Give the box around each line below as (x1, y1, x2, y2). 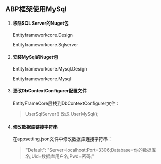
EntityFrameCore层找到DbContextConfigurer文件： (12, 100, 120, 106)
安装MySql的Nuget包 (12, 54, 58, 60)
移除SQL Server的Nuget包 (12, 20, 69, 26)
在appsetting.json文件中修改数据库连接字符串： (12, 136, 113, 142)
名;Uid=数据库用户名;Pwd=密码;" (25, 153, 94, 159)
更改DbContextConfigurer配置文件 (12, 88, 87, 94)
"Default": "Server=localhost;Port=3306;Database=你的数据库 (25, 147, 156, 153)
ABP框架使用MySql (5, 5, 67, 14)
